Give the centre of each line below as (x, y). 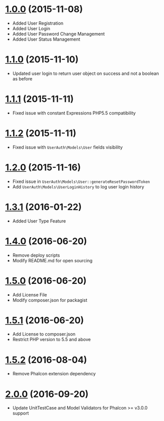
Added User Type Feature (39, 221)
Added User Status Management (46, 39)
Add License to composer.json (44, 334)
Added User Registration (38, 23)
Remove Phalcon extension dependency (54, 374)
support (21, 413)
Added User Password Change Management (59, 34)
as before (22, 78)
